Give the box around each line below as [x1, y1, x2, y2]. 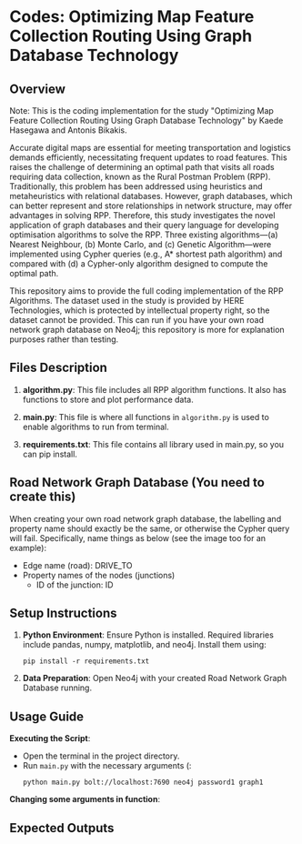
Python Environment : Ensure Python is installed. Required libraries [22, 629, 275, 640]
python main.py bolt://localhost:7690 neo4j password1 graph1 [22, 778, 264, 788]
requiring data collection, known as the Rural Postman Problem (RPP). [9, 171, 271, 182]
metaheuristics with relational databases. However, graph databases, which [9, 191, 293, 201]
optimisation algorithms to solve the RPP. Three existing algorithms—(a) [9, 229, 279, 240]
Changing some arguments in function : [9, 794, 161, 805]
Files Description [9, 360, 107, 376]
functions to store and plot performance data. [22, 394, 194, 405]
